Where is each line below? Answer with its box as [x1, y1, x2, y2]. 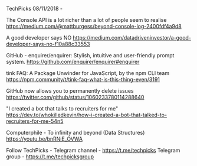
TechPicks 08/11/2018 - [6, 5, 63, 12]
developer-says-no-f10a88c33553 [6, 41, 90, 47]
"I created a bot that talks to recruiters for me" [6, 105, 119, 112]
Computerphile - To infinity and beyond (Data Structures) [6, 129, 145, 136]
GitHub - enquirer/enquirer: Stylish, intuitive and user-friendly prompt [6, 52, 175, 58]
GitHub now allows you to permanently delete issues [6, 87, 134, 94]
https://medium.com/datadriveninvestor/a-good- [73, 34, 192, 41]
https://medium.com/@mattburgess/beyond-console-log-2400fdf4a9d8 [6, 23, 182, 30]
